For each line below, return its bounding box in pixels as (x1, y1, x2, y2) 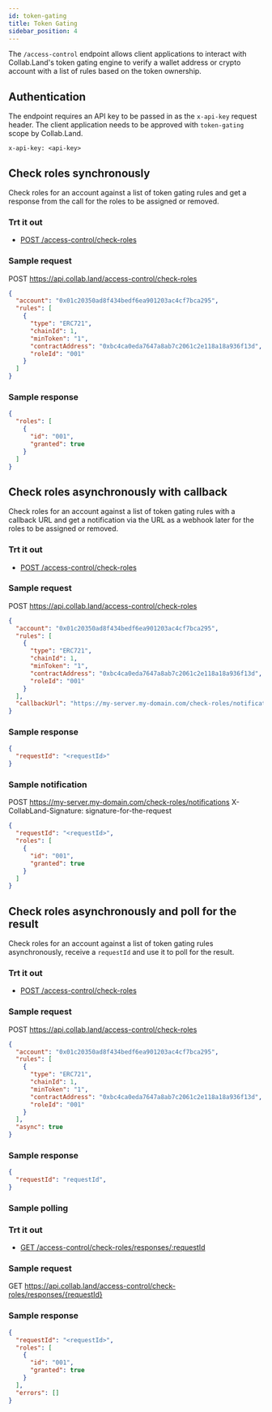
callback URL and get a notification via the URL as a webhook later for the (8, 516, 255, 525)
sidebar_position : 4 (8, 27, 79, 35)
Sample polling (8, 1202, 69, 1213)
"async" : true (15, 1123, 63, 1132)
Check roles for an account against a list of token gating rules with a (8, 507, 236, 516)
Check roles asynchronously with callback (8, 485, 228, 498)
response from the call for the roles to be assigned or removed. (8, 196, 220, 206)
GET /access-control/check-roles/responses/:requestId (19, 1243, 206, 1252)
